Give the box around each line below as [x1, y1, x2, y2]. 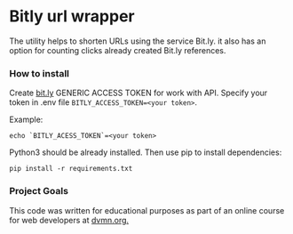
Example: [9, 114, 44, 125]
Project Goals [9, 185, 69, 198]
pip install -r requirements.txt [9, 165, 133, 173]
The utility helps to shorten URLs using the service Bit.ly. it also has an [9, 36, 266, 46]
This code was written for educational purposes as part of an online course [9, 205, 285, 215]
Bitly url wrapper [9, 6, 135, 27]
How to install [9, 67, 69, 79]
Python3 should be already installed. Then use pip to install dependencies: [9, 147, 282, 157]
